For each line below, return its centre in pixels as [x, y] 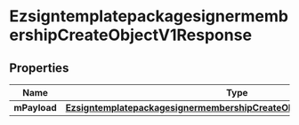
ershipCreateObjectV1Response [130, 35]
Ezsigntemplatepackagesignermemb [149, 16]
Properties [39, 68]
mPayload [36, 108]
